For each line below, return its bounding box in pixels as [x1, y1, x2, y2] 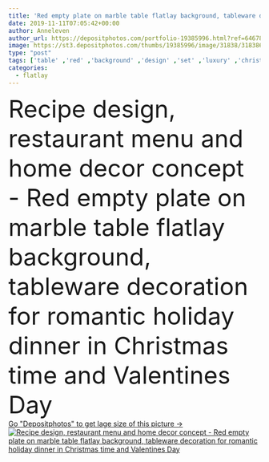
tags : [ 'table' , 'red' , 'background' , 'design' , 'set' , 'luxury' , [8, 57, 239, 65]
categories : [8, 64, 48, 72]
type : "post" [8, 49, 52, 57]
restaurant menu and [8, 123, 244, 153]
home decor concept [8, 152, 244, 183]
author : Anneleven [8, 26, 70, 34]
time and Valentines [8, 359, 231, 390]
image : [8, 42, 30, 50]
